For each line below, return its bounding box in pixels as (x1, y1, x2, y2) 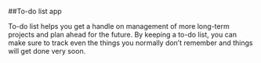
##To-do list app (8, 7, 63, 16)
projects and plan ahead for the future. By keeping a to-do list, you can (8, 30, 237, 39)
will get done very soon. (8, 47, 86, 55)
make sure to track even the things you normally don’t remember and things (8, 38, 253, 47)
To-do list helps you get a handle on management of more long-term (8, 22, 230, 30)
